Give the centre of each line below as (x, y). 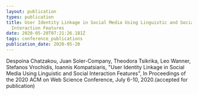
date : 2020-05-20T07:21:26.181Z (46, 33)
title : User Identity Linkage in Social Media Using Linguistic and (92, 22)
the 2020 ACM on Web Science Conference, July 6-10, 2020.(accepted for (97, 79)
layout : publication (32, 11)
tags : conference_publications (44, 39)
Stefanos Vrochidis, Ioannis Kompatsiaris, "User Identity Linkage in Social (95, 67)
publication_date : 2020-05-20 (43, 45)
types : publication (30, 17)
